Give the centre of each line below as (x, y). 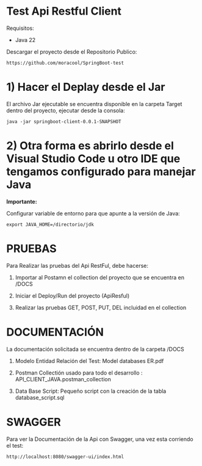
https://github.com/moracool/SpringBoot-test (65, 63)
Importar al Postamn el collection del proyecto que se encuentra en (100, 277)
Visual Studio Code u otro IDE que (93, 159)
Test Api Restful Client (64, 11)
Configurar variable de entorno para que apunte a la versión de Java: (93, 213)
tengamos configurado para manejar (101, 172)
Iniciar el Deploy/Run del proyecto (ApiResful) (72, 296)
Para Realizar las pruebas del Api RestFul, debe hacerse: (77, 265)
